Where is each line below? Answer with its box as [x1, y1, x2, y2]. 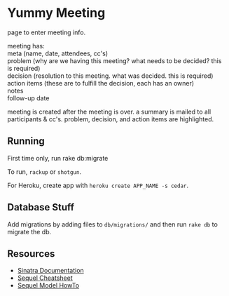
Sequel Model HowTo [17, 281, 80, 290]
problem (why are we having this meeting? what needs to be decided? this [7, 56, 222, 65]
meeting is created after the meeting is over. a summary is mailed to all [7, 107, 211, 116]
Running [7, 135, 46, 147]
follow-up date [7, 93, 50, 102]
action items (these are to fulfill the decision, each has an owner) [7, 79, 195, 87]
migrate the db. [7, 227, 52, 236]
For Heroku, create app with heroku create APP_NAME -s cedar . [7, 181, 189, 189]
